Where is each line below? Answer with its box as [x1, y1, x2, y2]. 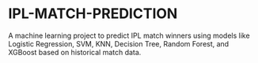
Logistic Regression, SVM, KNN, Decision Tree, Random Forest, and [8, 39, 230, 48]
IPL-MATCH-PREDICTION [8, 5, 178, 23]
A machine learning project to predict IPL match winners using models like [8, 31, 251, 40]
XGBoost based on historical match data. [8, 47, 142, 57]
